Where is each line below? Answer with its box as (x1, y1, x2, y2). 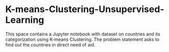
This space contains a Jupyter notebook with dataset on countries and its (5, 31, 160, 37)
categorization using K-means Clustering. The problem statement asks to (5, 36, 160, 42)
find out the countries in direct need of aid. (5, 41, 96, 47)
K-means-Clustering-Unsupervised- (5, 4, 165, 15)
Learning (5, 14, 45, 26)
